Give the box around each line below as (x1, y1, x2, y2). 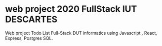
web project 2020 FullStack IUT (5, 3, 137, 15)
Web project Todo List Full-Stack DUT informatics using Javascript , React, (5, 30, 157, 36)
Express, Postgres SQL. (5, 35, 53, 41)
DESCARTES (5, 14, 58, 25)
